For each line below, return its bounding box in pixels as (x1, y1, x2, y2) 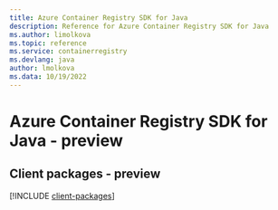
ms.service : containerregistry (9, 47, 128, 56)
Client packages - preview (9, 167, 161, 182)
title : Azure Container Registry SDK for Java (9, 13, 188, 23)
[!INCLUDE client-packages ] (9, 190, 115, 201)
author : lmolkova (9, 64, 75, 73)
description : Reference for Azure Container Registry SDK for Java (9, 22, 270, 31)
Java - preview (9, 130, 124, 150)
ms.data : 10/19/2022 (9, 72, 88, 81)
